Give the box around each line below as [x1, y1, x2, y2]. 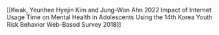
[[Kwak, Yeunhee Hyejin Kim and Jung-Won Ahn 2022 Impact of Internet [6, 6, 212, 14]
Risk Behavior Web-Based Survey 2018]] [6, 21, 122, 28]
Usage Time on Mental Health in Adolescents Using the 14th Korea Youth [6, 13, 213, 21]
